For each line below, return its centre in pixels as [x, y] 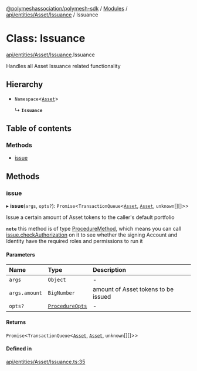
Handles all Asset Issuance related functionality [64, 66]
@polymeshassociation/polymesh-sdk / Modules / [67, 9]
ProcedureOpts [67, 306]
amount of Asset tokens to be [133, 289]
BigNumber [61, 293]
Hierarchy [25, 85]
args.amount [26, 293]
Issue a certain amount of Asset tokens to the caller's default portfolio [90, 217]
